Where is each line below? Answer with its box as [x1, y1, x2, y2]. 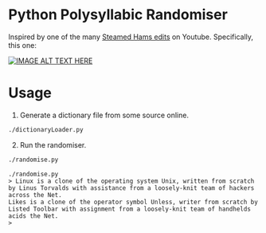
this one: [8, 40, 37, 49]
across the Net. [8, 191, 62, 199]
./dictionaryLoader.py [8, 125, 84, 133]
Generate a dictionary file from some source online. [19, 110, 190, 120]
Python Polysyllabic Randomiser [8, 6, 229, 24]
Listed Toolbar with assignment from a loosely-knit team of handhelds [8, 205, 251, 213]
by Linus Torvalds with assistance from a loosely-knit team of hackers [8, 184, 255, 192]
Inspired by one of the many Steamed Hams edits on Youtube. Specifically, [8, 32, 253, 41]
